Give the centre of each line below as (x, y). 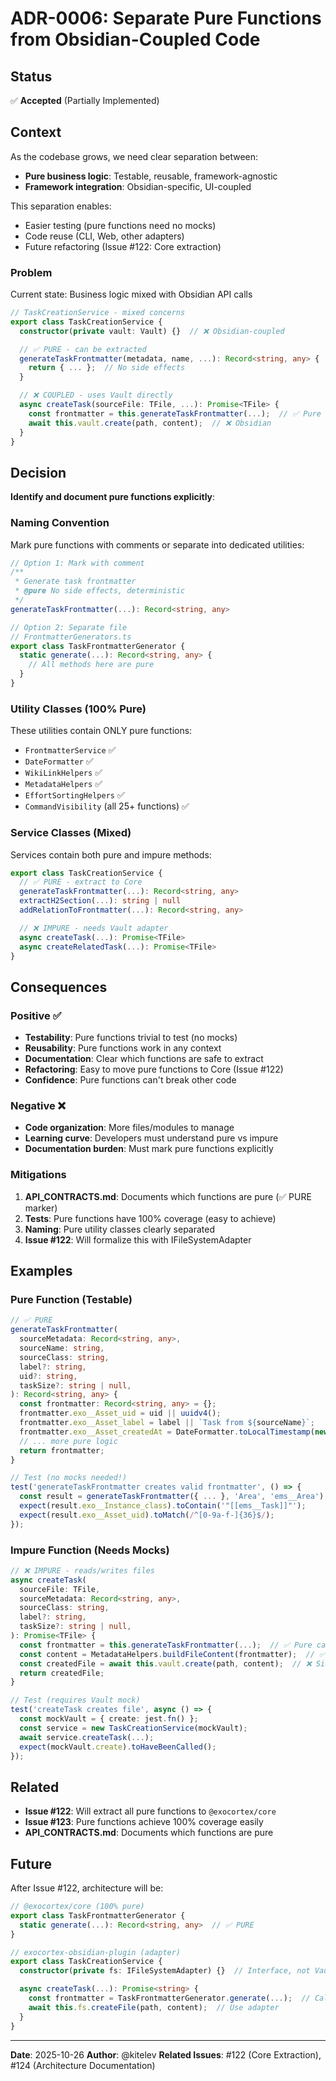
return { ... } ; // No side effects (107, 368)
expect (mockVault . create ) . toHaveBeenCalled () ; (118, 1747)
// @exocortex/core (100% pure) (77, 1907)
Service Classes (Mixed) (71, 833)
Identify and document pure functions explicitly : (113, 497)
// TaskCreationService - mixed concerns (98, 313)
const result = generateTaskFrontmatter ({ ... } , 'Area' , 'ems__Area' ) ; (174, 1497)
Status (31, 76)
